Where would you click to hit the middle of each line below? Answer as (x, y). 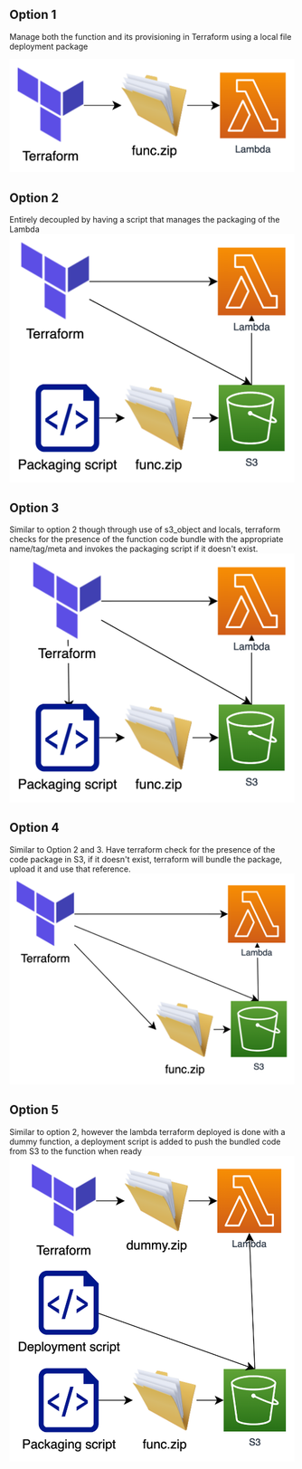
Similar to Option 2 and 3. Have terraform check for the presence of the (142, 849)
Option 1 (33, 15)
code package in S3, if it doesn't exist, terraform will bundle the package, (146, 859)
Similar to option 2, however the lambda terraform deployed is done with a (147, 1131)
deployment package (49, 46)
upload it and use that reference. (70, 869)
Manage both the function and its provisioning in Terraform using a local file (151, 36)
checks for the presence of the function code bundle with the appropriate (146, 539)
